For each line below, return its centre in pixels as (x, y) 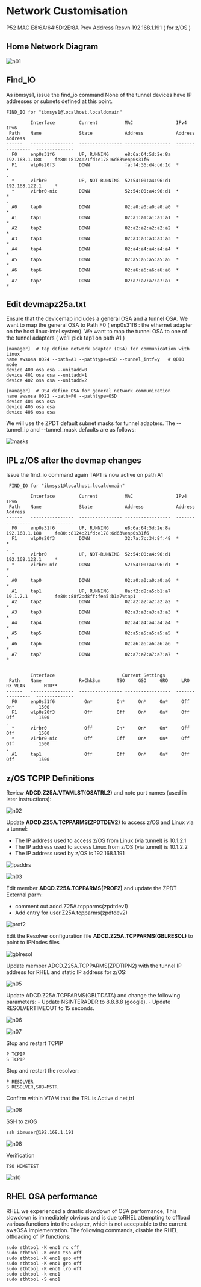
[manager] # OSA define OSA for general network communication (88, 391)
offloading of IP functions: (39, 1236)
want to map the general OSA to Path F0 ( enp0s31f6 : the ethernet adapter (99, 325)
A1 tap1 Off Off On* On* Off (100, 755)
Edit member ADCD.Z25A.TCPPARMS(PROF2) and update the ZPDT (91, 888)
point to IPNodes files (33, 942)
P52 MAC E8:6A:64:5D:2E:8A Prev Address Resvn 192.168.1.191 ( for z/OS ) (99, 28)
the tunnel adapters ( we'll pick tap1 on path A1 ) (66, 338)
